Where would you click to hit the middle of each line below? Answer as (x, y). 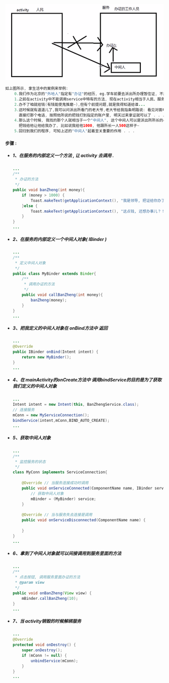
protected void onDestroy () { (44, 645)
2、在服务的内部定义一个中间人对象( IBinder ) (60, 239)
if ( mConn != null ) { (44, 655)
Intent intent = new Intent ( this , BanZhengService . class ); (76, 405)
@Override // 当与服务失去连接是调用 (57, 515)
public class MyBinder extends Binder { (54, 274)
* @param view (30, 583)
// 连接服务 (23, 410)
